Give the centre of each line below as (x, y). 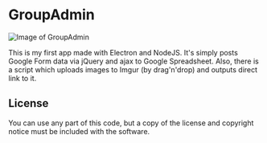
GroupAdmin (51, 15)
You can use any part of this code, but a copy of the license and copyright (131, 123)
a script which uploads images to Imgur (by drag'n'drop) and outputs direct (133, 69)
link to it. (23, 78)
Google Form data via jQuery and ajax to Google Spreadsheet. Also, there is (133, 61)
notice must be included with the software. (79, 131)
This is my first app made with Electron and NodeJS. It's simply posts (123, 52)
